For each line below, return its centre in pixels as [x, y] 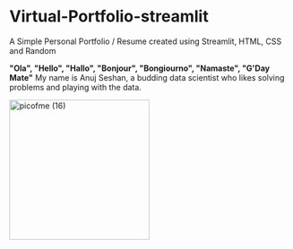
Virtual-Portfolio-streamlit [109, 17]
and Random [33, 50]
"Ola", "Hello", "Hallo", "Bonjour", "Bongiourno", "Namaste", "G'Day [140, 68]
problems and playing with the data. [75, 87]
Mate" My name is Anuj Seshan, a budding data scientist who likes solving [147, 77]
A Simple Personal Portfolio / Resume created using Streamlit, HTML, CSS [146, 41]
